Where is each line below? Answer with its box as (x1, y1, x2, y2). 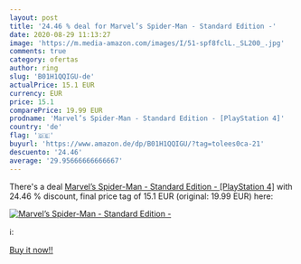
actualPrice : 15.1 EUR (9, 80, 95, 90)
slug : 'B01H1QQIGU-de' (9, 72, 95, 81)
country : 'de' (9, 123, 63, 132)
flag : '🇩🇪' (9, 131, 54, 140)
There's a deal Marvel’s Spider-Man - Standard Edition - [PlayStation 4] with (9, 181, 293, 192)
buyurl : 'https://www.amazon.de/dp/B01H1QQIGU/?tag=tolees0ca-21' (9, 139, 265, 148)
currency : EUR (9, 89, 63, 98)
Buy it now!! (9, 244, 54, 255)
